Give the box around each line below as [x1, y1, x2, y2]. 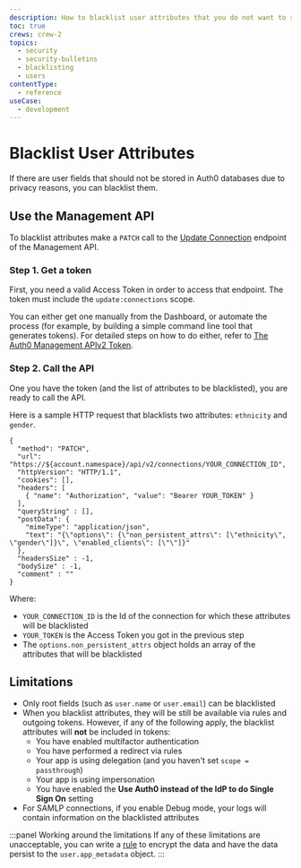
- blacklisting [17, 64, 74, 73]
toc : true [9, 21, 47, 30]
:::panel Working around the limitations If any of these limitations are [9, 829, 262, 840]
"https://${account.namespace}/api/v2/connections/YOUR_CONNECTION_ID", [9, 460, 287, 468]
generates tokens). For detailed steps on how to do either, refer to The [9, 331, 269, 341]
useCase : [9, 96, 42, 106]
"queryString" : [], [17, 507, 94, 516]
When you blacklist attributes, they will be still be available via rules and [21, 708, 288, 718]
